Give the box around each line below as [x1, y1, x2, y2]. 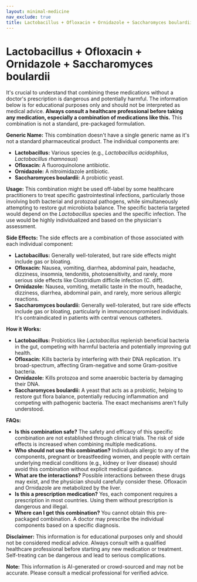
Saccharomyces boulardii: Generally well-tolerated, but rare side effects [14, 302, 191, 309]
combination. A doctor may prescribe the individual [40, 516, 164, 523]
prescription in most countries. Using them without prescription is [14, 497, 173, 504]
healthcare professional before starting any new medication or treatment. [6, 546, 183, 553]
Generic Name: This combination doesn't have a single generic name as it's [6, 131, 190, 138]
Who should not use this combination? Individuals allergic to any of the [14, 447, 189, 454]
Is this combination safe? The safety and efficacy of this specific [14, 428, 173, 435]
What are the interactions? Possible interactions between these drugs [14, 472, 186, 479]
